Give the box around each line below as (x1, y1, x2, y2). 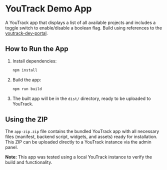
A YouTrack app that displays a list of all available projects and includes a (5, 19, 156, 25)
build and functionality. (5, 159, 52, 165)
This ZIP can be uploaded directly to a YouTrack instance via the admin (5, 139, 151, 145)
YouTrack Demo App (5, 3, 92, 14)
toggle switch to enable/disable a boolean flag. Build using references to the (5, 24, 162, 30)
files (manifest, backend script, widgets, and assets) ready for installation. (5, 133, 157, 140)
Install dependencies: (12, 58, 57, 64)
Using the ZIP (5, 115, 48, 123)
